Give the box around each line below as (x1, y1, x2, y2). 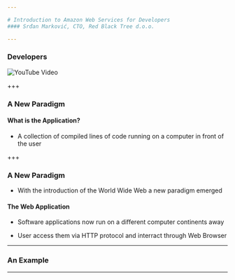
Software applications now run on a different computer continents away (17, 218, 225, 226)
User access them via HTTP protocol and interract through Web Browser (17, 232, 227, 240)
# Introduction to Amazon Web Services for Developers (7, 16, 171, 23)
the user (17, 139, 42, 148)
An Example (7, 255, 49, 265)
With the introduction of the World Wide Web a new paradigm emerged (17, 186, 222, 195)
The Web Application (7, 202, 70, 211)
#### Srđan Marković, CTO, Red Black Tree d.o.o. (7, 22, 155, 30)
